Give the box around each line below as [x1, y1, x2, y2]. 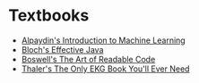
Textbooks [8, 5, 90, 26]
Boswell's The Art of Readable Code [21, 54, 156, 64]
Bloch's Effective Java [21, 44, 104, 54]
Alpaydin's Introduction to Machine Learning [21, 35, 186, 46]
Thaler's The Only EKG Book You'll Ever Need [21, 63, 190, 74]
